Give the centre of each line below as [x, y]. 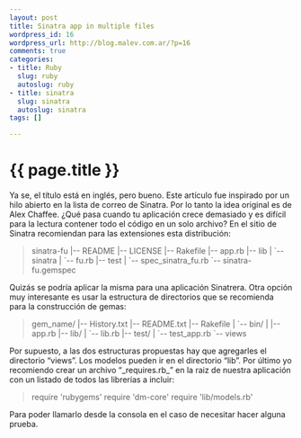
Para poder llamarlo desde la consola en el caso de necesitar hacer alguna [147, 415]
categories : [31, 59]
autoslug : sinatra [52, 110]
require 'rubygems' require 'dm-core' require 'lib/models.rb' [142, 398]
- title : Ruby [36, 68]
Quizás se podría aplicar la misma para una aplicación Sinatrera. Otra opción [151, 288]
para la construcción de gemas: [68, 307]
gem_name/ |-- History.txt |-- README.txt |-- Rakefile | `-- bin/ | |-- [156, 324]
